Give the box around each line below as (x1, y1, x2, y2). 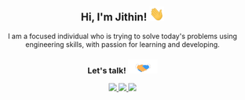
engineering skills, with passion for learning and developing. (25, 39, 220, 49)
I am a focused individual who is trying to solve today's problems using (7, 31, 238, 41)
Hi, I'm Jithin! (80, 11, 148, 24)
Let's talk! (87, 65, 126, 76)
